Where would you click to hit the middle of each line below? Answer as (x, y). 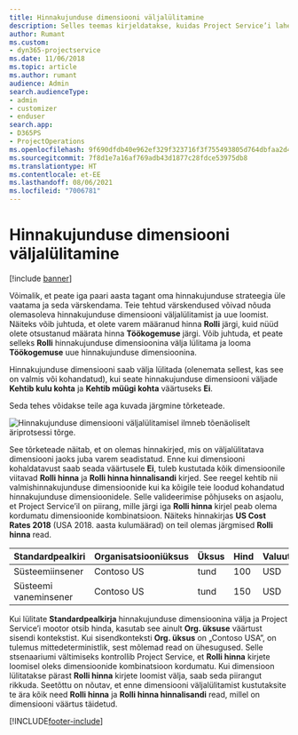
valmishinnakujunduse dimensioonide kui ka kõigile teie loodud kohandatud (147, 487)
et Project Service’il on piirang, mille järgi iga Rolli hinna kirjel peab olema (143, 506)
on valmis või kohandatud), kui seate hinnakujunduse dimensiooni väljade (143, 379)
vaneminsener (43, 596)
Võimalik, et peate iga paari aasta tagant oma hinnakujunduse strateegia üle (147, 295)
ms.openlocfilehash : (47, 149)
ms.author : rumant (43, 76)
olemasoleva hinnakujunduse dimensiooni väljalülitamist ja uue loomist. (139, 314)
